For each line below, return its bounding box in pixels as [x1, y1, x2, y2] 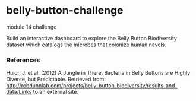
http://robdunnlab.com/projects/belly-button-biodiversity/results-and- [6, 82, 178, 89]
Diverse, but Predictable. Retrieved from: [6, 75, 106, 83]
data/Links [6, 89, 32, 96]
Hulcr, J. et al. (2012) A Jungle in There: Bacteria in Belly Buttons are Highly [6, 70, 191, 77]
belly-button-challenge [6, 4, 124, 17]
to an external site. [33, 89, 79, 96]
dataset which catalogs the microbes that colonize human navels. [6, 41, 166, 48]
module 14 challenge [6, 23, 57, 30]
